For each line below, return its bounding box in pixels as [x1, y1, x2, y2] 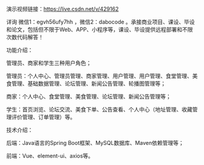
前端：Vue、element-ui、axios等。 [6, 152, 94, 160]
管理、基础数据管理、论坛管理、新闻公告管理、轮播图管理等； [11, 80, 166, 87]
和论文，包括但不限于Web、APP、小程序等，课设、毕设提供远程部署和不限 [6, 26, 193, 33]
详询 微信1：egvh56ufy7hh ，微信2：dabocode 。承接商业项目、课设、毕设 [6, 18, 195, 26]
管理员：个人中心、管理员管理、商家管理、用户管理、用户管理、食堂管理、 [6, 72, 192, 79]
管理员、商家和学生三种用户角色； [6, 60, 92, 66]
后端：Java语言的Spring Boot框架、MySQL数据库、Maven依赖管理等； [6, 139, 184, 146]
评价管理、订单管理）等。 [11, 113, 76, 121]
